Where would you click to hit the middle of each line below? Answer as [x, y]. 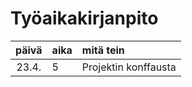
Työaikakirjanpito [84, 18]
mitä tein [103, 50]
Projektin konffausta [129, 67]
